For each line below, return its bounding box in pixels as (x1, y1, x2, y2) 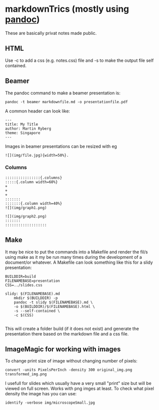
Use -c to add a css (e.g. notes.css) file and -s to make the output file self (5, 57, 154, 63)
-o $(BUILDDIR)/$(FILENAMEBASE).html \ (14, 304, 95, 309)
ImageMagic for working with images (5, 345, 121, 354)
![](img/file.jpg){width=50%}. (5, 153, 69, 158)
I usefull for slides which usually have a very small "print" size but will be (5, 381, 152, 386)
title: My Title (5, 122, 38, 127)
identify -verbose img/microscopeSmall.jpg (5, 400, 95, 406)
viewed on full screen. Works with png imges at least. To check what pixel (5, 385, 154, 391)
